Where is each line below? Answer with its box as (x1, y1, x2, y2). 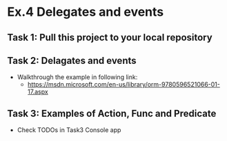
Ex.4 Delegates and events (7, 4, 164, 20)
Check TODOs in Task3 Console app (17, 126, 121, 134)
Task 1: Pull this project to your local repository (7, 32, 213, 43)
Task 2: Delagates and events (7, 54, 137, 66)
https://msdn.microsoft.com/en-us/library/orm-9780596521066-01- (27, 80, 221, 89)
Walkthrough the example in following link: (17, 73, 138, 81)
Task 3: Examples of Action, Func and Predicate (7, 107, 217, 119)
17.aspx (27, 87, 48, 96)
